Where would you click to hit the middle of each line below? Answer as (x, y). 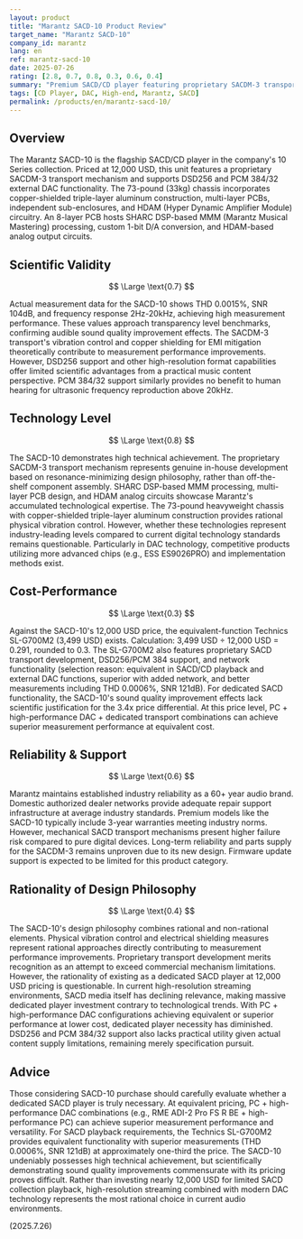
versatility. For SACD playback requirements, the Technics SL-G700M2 (141, 1132)
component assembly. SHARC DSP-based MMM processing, (142, 486)
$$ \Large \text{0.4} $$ (151, 911)
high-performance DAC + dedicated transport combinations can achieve (144, 717)
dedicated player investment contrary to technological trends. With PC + (144, 1005)
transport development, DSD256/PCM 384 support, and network (129, 659)
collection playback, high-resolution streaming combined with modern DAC (149, 1189)
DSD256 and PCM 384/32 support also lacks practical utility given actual (145, 1034)
